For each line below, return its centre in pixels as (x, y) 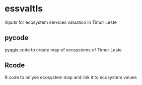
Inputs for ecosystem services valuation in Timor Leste (61, 22)
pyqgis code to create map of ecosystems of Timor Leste (63, 49)
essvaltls (24, 9)
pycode (17, 38)
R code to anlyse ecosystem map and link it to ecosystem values (71, 77)
